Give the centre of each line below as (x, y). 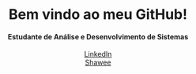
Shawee (98, 63)
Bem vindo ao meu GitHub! (98, 15)
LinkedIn (98, 54)
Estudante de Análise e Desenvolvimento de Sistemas (98, 36)
